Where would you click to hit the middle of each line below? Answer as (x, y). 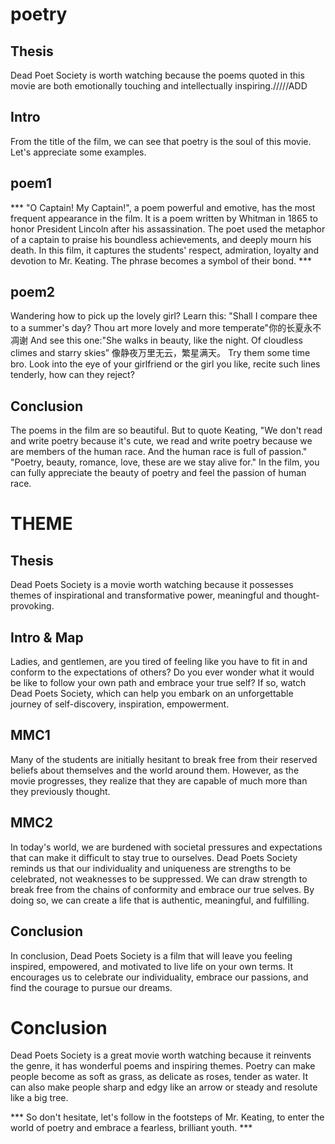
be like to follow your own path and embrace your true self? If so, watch (158, 683)
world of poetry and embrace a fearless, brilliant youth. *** (131, 1128)
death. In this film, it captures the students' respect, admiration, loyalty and (165, 250)
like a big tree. (39, 1098)
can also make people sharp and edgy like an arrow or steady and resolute (164, 1087)
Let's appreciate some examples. (78, 152)
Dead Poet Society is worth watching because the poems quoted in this (157, 75)
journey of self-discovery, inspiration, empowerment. (120, 704)
